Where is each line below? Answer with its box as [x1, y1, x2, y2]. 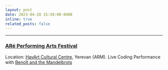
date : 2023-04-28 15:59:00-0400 [5, 12, 72, 17]
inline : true [5, 16, 32, 21]
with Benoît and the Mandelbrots [5, 59, 72, 65]
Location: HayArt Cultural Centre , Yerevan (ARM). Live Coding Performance [5, 53, 161, 60]
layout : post [5, 7, 32, 12]
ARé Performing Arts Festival [5, 42, 77, 49]
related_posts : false [5, 21, 50, 26]
